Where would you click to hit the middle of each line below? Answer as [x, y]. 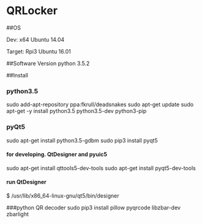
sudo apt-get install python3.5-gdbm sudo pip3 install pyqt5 [82, 140]
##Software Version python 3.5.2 [48, 63]
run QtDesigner [27, 182]
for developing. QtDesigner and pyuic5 [57, 155]
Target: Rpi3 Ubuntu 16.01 [39, 51]
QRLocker [32, 11]
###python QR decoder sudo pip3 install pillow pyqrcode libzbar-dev [93, 207]
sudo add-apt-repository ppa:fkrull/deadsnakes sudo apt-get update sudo [100, 104]
